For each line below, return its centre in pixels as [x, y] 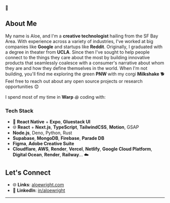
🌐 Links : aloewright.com [38, 184]
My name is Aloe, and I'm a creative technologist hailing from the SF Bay [82, 36]
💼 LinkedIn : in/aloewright [39, 190]
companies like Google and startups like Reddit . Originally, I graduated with [84, 47]
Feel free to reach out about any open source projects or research [74, 81]
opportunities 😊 [22, 87]
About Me [21, 24]
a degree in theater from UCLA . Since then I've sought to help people [78, 52]
